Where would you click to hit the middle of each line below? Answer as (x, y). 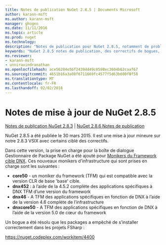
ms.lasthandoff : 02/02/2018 (34, 88)
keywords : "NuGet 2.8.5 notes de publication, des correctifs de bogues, (83, 51)
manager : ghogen (22, 24)
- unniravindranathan (27, 65)
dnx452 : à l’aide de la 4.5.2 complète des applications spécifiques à (82, 187)
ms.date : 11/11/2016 (26, 28)
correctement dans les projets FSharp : (45, 228)
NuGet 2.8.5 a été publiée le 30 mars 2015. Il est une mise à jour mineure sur (83, 136)
